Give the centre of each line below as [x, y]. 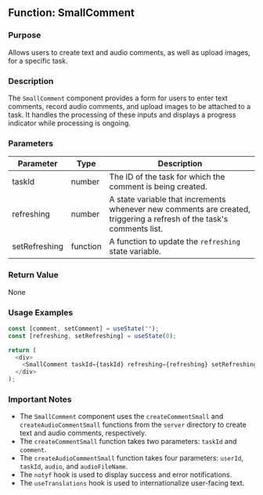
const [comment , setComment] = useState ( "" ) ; [83, 329]
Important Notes [40, 399]
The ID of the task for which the [167, 177]
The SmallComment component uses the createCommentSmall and [121, 417]
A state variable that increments [168, 199]
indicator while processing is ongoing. [70, 123]
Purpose [25, 35]
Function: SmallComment [71, 13]
